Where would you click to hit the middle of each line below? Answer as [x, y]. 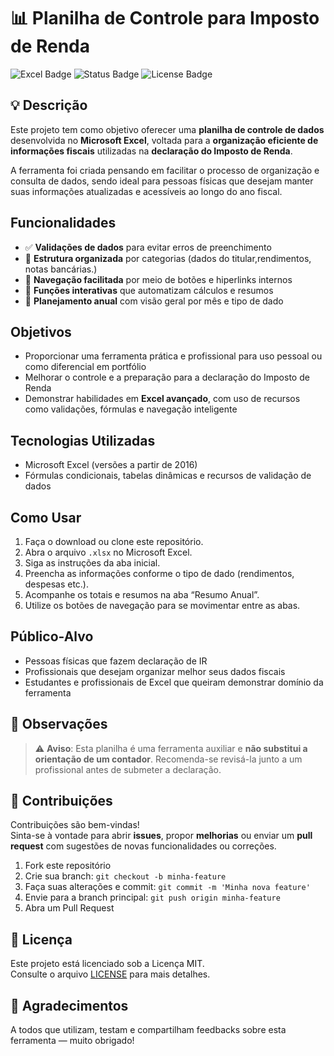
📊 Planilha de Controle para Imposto [165, 18]
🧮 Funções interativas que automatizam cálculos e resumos [149, 290]
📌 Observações [59, 724]
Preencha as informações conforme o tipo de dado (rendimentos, [159, 573]
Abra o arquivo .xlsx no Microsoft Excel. [108, 552]
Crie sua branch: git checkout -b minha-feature [125, 876]
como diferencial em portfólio [85, 367]
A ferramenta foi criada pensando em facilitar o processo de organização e [165, 170]
